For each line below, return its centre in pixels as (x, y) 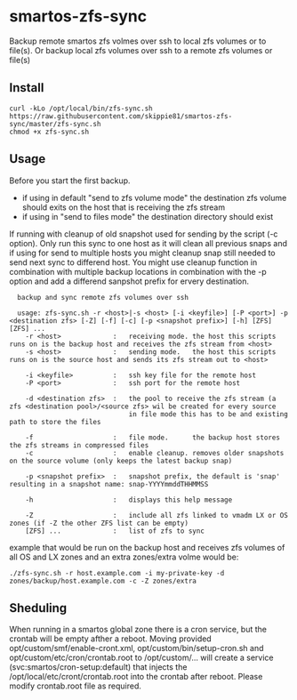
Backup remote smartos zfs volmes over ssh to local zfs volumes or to (138, 41)
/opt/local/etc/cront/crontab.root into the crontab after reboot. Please (136, 677)
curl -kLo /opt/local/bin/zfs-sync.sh (81, 109)
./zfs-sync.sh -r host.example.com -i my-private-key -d (117, 573)
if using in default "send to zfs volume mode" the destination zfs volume (154, 197)
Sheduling (38, 608)
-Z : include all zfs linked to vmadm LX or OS (157, 515)
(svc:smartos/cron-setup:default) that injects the (98, 667)
